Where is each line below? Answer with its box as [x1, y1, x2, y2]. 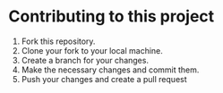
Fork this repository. [21, 36, 96, 46]
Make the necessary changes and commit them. [21, 64, 200, 75]
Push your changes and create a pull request [21, 73, 187, 84]
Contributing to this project [8, 6, 215, 27]
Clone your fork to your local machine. [21, 45, 163, 55]
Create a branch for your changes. [21, 55, 150, 65]
